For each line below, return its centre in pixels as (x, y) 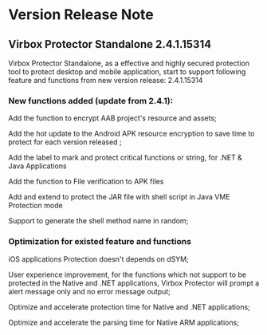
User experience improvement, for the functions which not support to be (128, 274)
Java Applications (37, 166)
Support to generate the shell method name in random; (98, 221)
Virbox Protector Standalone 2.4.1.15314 (110, 44)
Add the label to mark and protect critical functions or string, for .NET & (126, 158)
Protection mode (35, 206)
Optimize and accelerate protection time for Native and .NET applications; (130, 307)
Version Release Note (81, 15)
